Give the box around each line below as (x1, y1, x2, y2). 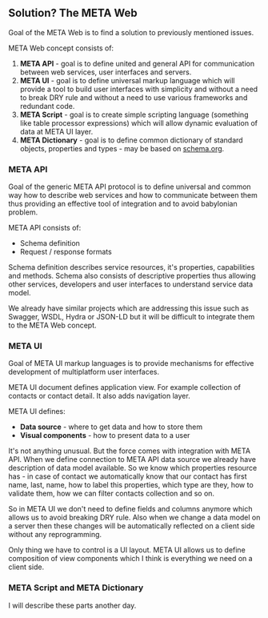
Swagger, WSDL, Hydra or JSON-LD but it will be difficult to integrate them (8, 312, 255, 322)
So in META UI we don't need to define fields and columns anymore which (8, 504, 253, 514)
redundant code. (19, 101, 75, 110)
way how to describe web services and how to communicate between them (8, 191, 258, 200)
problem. (8, 207, 38, 217)
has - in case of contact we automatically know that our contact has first (8, 472, 247, 481)
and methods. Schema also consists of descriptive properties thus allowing (8, 271, 256, 281)
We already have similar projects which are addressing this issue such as (8, 303, 250, 313)
